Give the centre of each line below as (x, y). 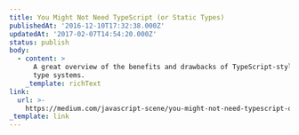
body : (19, 51)
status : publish (39, 42)
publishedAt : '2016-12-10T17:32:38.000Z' (87, 26)
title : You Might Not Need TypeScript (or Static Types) (117, 17)
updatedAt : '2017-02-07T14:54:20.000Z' (83, 34)
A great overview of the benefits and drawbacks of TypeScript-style (164, 67)
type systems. (59, 75)
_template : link (39, 116)
